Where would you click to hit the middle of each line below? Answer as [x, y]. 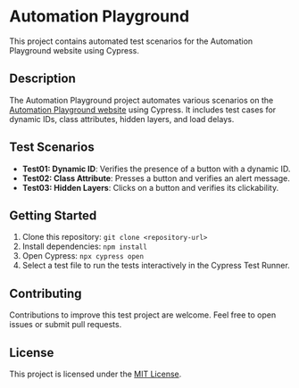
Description [42, 79]
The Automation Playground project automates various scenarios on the [141, 100]
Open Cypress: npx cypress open [83, 256]
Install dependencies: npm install [84, 246]
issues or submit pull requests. [66, 325]
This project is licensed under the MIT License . [96, 374]
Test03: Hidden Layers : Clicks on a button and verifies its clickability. [150, 187]
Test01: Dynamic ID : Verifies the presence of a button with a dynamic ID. [156, 169]
